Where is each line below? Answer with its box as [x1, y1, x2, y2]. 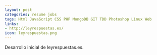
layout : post [5, 7, 32, 12]
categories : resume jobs [5, 12, 57, 17]
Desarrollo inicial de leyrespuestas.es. [5, 44, 84, 50]
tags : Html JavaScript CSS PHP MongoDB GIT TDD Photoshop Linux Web [5, 16, 152, 21]
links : [5, 21, 19, 26]
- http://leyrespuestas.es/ [5, 26, 64, 31]
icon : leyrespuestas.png [5, 30, 57, 35]
